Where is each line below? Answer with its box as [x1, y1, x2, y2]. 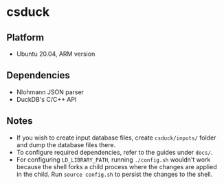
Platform [6, 32, 45, 43]
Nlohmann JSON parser [16, 87, 84, 96]
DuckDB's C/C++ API [16, 95, 77, 103]
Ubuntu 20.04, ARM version [16, 50, 96, 58]
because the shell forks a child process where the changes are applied [16, 162, 217, 171]
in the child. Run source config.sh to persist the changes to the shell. [16, 170, 213, 178]
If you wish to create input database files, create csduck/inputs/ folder [16, 133, 216, 142]
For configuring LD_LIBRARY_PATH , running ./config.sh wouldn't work [16, 155, 211, 164]
